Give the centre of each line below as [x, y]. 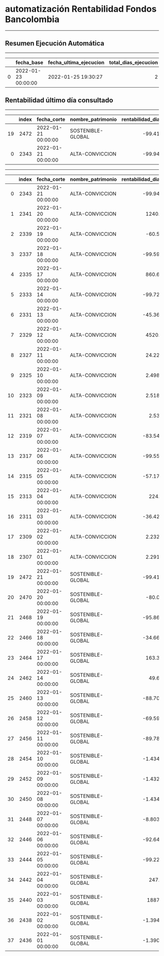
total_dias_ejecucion [133, 62]
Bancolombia [32, 19]
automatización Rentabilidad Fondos [81, 9]
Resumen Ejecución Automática [55, 43]
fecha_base [29, 62]
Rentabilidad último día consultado [59, 101]
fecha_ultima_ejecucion [76, 62]
